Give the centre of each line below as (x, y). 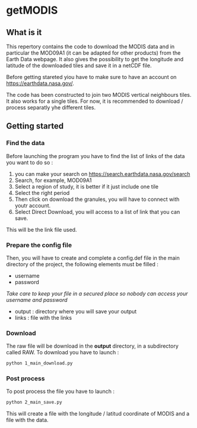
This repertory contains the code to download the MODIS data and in (90, 46)
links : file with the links (43, 317)
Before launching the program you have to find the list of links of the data (96, 156)
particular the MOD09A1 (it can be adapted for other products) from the (93, 53)
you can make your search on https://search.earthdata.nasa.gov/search (102, 174)
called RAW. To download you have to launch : (63, 353)
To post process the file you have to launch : (60, 391)
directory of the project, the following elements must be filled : (82, 264)
